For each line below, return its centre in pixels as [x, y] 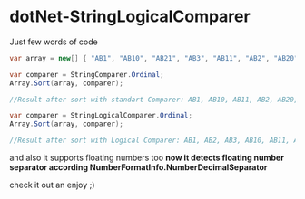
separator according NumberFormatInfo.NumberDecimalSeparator [138, 167]
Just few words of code [54, 42]
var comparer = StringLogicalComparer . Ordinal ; [101, 116]
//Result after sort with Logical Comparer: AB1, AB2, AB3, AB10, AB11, [150, 141]
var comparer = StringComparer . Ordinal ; [87, 74]
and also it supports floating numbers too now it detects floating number [147, 158]
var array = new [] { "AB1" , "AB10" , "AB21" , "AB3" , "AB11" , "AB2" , [140, 58]
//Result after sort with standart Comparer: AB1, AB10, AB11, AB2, [142, 99]
